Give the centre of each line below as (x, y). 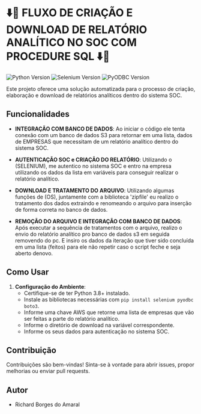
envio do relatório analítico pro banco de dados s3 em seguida (92, 234)
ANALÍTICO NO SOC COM (71, 42)
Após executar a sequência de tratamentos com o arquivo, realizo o (98, 227)
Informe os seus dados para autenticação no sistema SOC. (97, 331)
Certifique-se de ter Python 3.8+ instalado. (77, 293)
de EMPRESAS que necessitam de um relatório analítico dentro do (97, 141)
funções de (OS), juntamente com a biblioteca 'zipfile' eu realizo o (97, 197)
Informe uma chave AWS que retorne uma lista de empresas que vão (109, 312)
